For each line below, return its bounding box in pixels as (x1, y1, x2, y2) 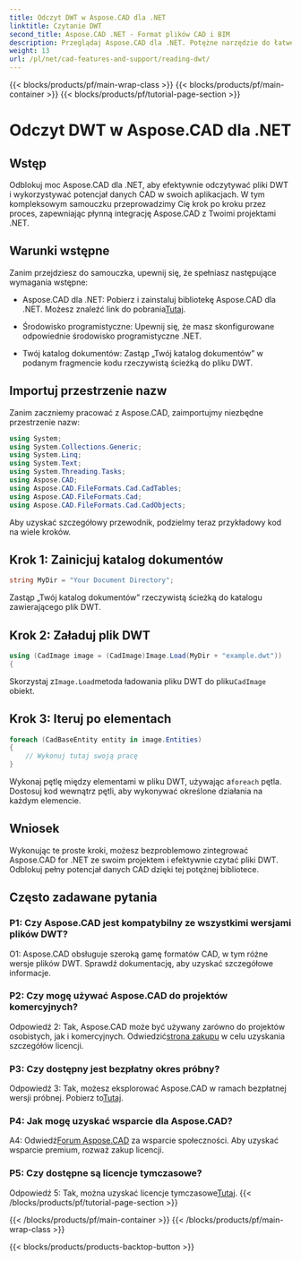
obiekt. (9, 685, 35, 696)
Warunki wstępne (9, 244, 110, 259)
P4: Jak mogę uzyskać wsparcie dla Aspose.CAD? (9, 1115, 233, 1128)
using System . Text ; (9, 459, 82, 468)
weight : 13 (9, 47, 50, 56)
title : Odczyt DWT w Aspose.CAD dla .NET (9, 13, 167, 22)
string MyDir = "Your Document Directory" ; (9, 576, 175, 585)
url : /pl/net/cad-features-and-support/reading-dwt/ (9, 55, 211, 64)
